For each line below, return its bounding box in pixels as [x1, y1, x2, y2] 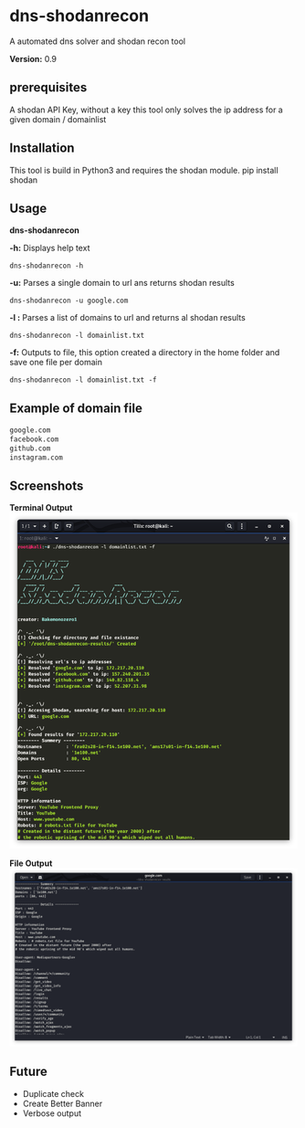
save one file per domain [9, 357, 103, 368]
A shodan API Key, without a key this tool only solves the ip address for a [9, 104, 283, 115]
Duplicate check [22, 1088, 85, 1099]
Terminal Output [9, 502, 73, 512]
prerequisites [9, 79, 88, 96]
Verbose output [22, 1107, 82, 1119]
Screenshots [9, 478, 84, 493]
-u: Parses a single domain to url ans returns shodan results [9, 278, 235, 289]
